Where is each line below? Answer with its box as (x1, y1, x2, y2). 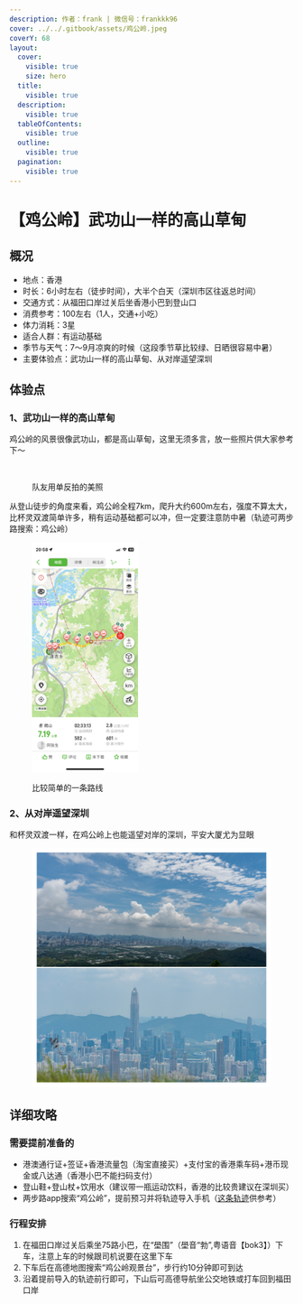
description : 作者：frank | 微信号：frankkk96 (9, 14, 179, 23)
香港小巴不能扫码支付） (69, 1170, 158, 1181)
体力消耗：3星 (22, 319, 76, 330)
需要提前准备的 (9, 1136, 75, 1149)
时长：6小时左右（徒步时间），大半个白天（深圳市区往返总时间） (22, 285, 262, 296)
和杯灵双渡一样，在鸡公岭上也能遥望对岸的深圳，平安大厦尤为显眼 (9, 829, 254, 840)
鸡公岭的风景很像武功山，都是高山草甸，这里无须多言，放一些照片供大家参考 (9, 433, 294, 444)
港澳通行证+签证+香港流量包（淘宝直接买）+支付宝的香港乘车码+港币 (22, 1159, 281, 1169)
